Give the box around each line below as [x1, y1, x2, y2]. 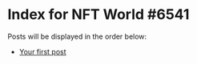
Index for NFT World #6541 [7, 6, 190, 24]
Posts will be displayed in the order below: [7, 32, 147, 41]
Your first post [18, 47, 66, 56]
